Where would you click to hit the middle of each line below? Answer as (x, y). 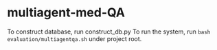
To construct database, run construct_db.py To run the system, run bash (109, 32)
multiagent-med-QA (66, 13)
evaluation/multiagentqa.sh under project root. (75, 38)
